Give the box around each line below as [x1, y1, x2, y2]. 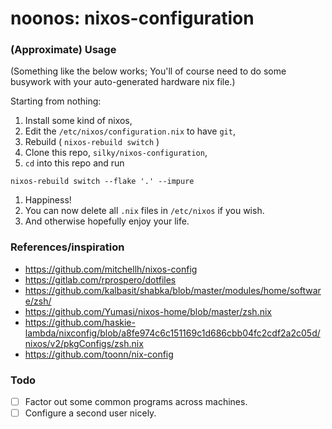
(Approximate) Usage [10, 43, 117, 57]
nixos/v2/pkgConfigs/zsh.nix [24, 337, 144, 349]
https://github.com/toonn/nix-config [24, 348, 174, 360]
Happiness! [24, 194, 72, 206]
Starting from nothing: [10, 95, 102, 107]
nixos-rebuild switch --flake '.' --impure [10, 177, 195, 187]
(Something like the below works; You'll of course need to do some [10, 65, 287, 77]
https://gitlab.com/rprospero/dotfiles [24, 273, 177, 286]
